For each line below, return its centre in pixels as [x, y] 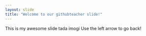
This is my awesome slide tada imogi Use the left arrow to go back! [73, 28]
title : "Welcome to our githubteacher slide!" [54, 14]
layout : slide [20, 10]
